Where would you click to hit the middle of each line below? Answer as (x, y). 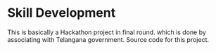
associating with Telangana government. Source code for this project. (108, 39)
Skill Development (62, 13)
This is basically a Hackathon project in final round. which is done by (107, 32)
